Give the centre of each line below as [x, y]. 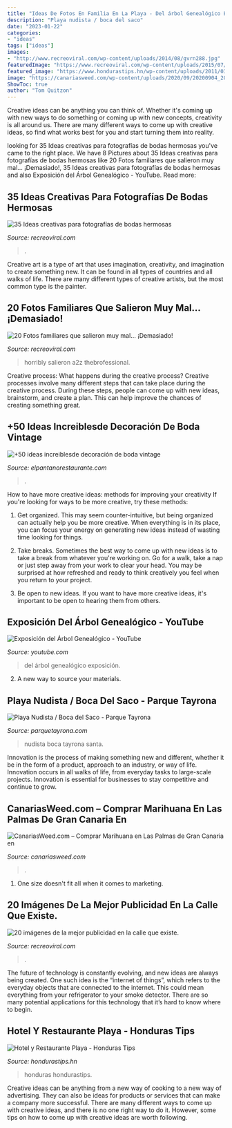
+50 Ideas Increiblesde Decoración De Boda [104, 427]
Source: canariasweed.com [47, 857]
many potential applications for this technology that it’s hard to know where [114, 1002]
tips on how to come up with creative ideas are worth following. [97, 1117]
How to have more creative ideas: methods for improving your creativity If [112, 494]
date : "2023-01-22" [35, 26]
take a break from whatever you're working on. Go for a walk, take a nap [120, 557]
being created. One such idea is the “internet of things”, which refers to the [114, 980]
